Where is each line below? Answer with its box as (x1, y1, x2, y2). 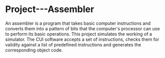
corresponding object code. (5, 47, 63, 53)
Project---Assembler (5, 4, 95, 15)
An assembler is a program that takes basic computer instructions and (5, 20, 151, 26)
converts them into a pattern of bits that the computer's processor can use (5, 25, 160, 31)
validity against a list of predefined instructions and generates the (5, 41, 142, 47)
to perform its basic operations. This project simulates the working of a (5, 31, 152, 37)
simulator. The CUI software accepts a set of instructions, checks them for (5, 36, 159, 42)
